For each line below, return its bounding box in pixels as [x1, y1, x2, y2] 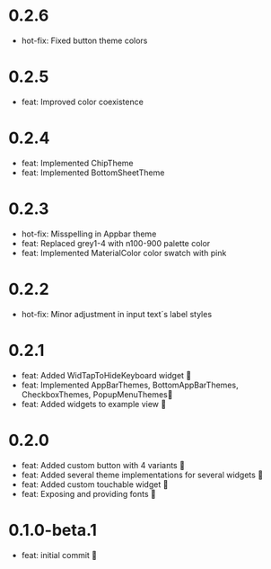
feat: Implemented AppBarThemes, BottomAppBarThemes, [21, 379, 239, 390]
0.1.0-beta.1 [8, 520, 98, 540]
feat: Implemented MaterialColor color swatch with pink [21, 247, 227, 258]
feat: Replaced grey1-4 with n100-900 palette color [21, 237, 211, 248]
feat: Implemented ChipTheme [21, 157, 134, 168]
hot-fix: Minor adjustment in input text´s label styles [21, 308, 213, 319]
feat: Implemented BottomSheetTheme [21, 167, 165, 178]
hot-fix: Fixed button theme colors [21, 35, 148, 46]
